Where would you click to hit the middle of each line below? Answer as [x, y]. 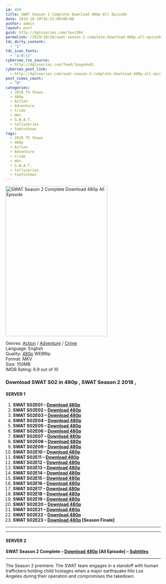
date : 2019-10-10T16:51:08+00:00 [40, 19]
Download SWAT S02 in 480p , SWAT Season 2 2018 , [71, 382]
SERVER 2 [16, 541]
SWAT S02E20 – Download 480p [47, 504]
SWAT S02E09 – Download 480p [47, 447]
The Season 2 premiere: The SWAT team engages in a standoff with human [82, 566]
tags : [11, 134]
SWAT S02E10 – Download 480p [47, 452]
